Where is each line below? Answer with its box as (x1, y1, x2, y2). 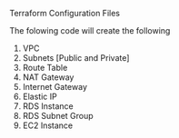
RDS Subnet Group (22, 111, 94, 121)
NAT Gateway (22, 72, 75, 83)
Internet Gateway (22, 82, 88, 92)
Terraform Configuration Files (9, 8, 121, 18)
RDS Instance (22, 101, 75, 112)
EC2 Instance (22, 120, 74, 131)
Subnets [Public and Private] (22, 53, 130, 63)
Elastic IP (22, 91, 57, 102)
